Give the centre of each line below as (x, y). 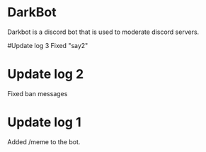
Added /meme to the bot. (44, 141)
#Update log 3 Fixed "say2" (48, 45)
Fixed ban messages (38, 93)
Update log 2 (46, 74)
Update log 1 (44, 123)
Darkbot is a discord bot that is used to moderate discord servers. (103, 32)
